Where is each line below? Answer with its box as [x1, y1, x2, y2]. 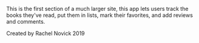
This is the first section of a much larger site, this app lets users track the [6, 5, 189, 12]
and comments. [6, 18, 46, 25]
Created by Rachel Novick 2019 [6, 30, 85, 37]
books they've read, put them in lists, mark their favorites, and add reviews [6, 12, 193, 19]
